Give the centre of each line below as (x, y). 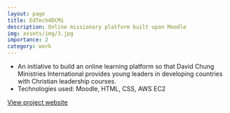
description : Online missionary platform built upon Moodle (97, 27)
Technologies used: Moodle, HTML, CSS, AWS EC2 (92, 89)
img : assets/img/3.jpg (40, 33)
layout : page (26, 14)
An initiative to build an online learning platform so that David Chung (116, 66)
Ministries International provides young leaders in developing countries (120, 74)
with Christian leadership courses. (67, 81)
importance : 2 (28, 40)
